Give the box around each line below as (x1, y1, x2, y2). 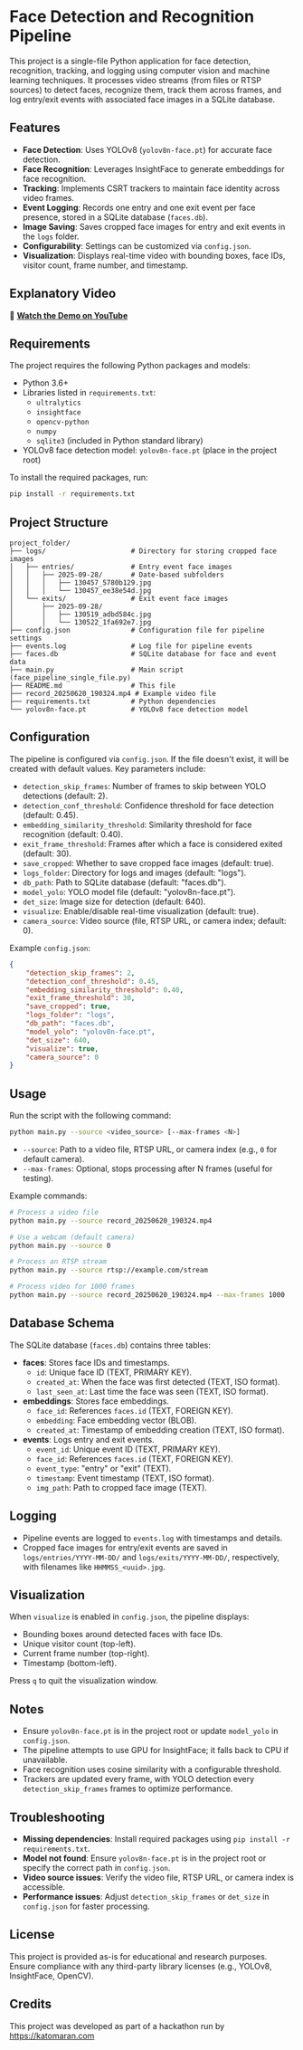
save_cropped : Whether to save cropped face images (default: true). (22, 857, 274, 868)
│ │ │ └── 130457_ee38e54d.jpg (9, 586, 152, 596)
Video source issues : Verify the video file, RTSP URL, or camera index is (22, 1872, 294, 1883)
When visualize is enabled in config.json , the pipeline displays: (9, 1611, 250, 1622)
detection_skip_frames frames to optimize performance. (22, 1783, 233, 1794)
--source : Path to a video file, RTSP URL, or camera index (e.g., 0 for (22, 1143, 278, 1155)
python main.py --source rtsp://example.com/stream (9, 1265, 208, 1275)
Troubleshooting (9, 1809, 106, 1825)
